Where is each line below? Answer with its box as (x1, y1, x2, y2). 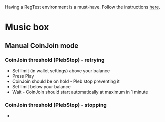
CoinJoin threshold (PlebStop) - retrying (5, 56, 105, 63)
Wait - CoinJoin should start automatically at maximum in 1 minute (12, 89, 148, 95)
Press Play (12, 73, 34, 79)
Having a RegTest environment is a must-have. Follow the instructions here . (5, 4, 161, 10)
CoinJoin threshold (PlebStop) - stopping (5, 101, 107, 108)
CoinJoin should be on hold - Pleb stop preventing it (12, 78, 120, 84)
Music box (5, 22, 49, 33)
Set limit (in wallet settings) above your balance (12, 67, 110, 74)
